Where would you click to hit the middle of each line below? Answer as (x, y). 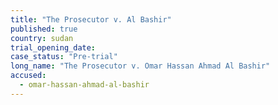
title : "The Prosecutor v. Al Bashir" (91, 19)
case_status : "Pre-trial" (64, 57)
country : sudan (42, 38)
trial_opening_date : (53, 47)
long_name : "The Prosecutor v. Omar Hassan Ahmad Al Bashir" (140, 66)
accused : (28, 76)
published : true (44, 29)
